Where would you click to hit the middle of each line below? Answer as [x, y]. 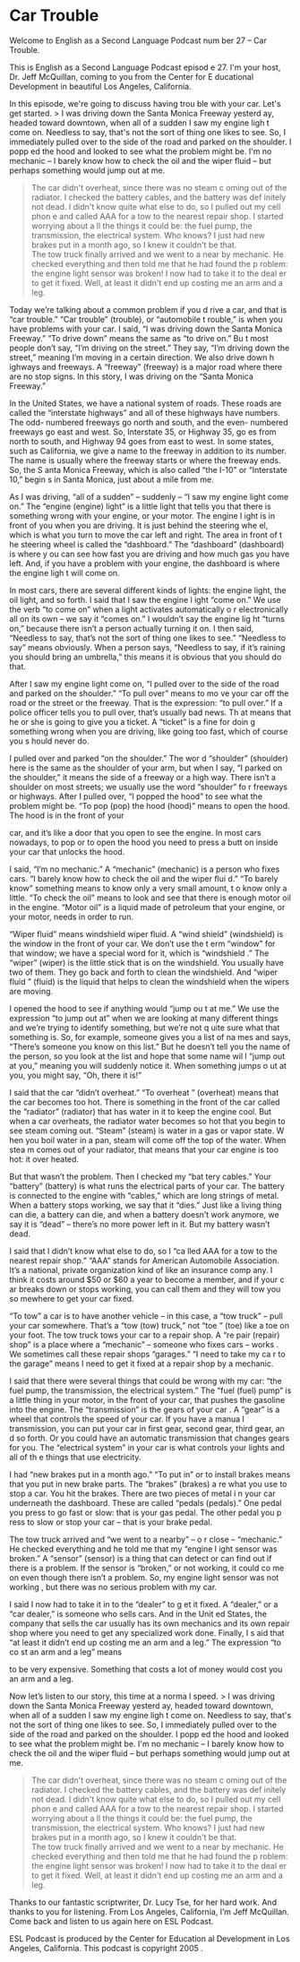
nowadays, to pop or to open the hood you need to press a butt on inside [144, 842]
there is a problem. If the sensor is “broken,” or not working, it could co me [147, 1568]
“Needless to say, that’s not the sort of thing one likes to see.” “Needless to [148, 638]
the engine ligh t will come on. [64, 572]
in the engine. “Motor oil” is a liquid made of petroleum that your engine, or [147, 907]
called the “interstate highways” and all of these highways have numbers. [145, 412]
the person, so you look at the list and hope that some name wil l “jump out [147, 1056]
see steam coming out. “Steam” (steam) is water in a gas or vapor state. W [147, 1131]
